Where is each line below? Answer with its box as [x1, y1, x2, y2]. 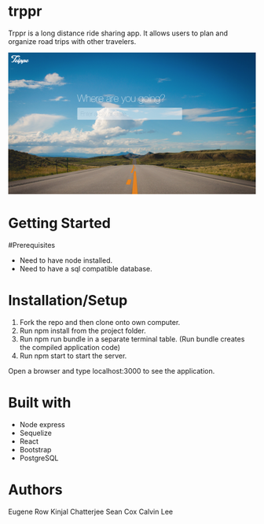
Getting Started [8, 215, 112, 232]
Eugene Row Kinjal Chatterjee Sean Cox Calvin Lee [8, 507, 174, 516]
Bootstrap [19, 445, 52, 454]
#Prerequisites [8, 240, 56, 249]
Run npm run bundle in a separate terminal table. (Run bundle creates [19, 334, 245, 344]
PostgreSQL [19, 453, 59, 463]
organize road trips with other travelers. [8, 36, 137, 46]
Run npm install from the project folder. [19, 326, 147, 335]
